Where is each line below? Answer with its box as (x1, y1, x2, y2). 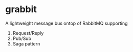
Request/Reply (12, 30, 44, 36)
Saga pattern (12, 40, 40, 46)
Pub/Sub (12, 35, 32, 41)
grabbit (5, 4, 37, 15)
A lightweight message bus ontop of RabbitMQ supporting (5, 20, 128, 26)
